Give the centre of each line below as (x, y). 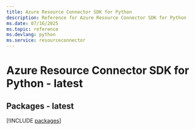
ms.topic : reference (33, 29)
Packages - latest (40, 106)
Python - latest (45, 84)
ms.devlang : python (31, 35)
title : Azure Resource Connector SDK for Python (69, 12)
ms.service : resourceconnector (46, 40)
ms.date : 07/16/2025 (33, 23)
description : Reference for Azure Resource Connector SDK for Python (97, 18)
